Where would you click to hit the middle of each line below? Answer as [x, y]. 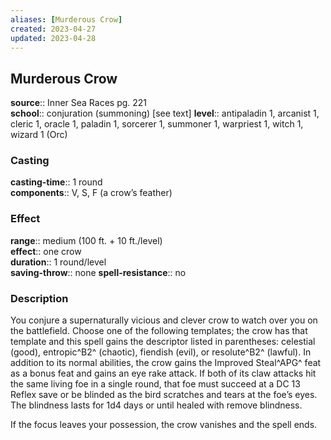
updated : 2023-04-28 [53, 38]
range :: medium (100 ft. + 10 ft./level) [86, 240]
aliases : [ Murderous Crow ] [66, 19]
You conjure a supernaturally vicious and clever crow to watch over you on [164, 320]
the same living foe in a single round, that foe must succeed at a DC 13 [155, 384]
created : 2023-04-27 [53, 29]
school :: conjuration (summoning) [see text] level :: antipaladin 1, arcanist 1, [165, 113]
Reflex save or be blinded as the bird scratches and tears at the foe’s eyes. [164, 395]
